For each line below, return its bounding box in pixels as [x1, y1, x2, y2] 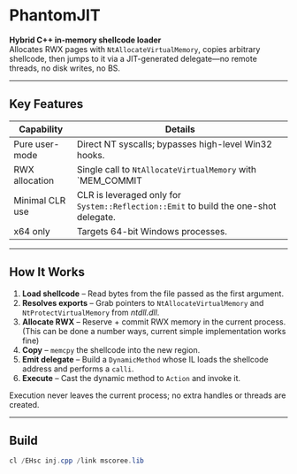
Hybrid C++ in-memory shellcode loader [9, 34, 162, 45]
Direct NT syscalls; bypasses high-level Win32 [76, 138, 272, 150]
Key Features [9, 96, 84, 111]
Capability [19, 123, 64, 135]
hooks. [76, 149, 105, 161]
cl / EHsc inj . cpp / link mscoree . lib [9, 456, 144, 465]
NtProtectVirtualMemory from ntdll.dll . [21, 307, 160, 317]
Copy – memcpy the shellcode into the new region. [21, 344, 201, 355]
